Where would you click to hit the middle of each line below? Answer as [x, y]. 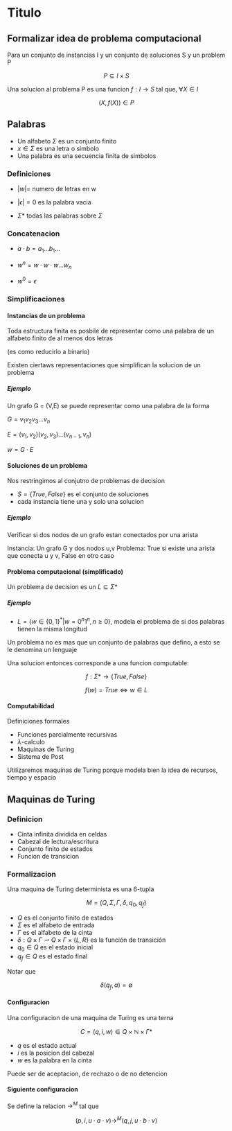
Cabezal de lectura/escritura [58, 841]
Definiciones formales [38, 721]
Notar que [21, 971]
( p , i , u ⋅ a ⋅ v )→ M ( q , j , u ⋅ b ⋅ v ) [116, 1120]
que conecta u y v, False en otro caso [61, 556]
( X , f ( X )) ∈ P [116, 103]
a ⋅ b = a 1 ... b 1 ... [38, 249]
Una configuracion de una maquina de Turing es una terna [90, 1017]
